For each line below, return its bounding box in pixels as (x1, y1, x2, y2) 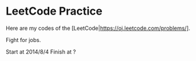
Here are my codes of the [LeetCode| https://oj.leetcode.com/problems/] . (6, 24, 190, 32)
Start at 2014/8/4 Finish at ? (6, 48, 76, 56)
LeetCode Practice (6, 4, 103, 18)
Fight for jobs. (6, 36, 41, 43)
